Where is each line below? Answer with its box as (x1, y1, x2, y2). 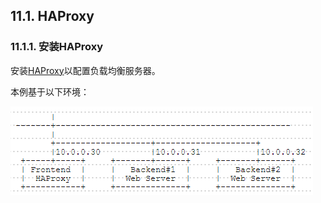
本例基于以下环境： (10, 85, 90, 98)
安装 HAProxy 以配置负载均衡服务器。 (10, 64, 161, 76)
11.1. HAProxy (10, 8, 95, 25)
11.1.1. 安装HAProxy (10, 40, 104, 54)
